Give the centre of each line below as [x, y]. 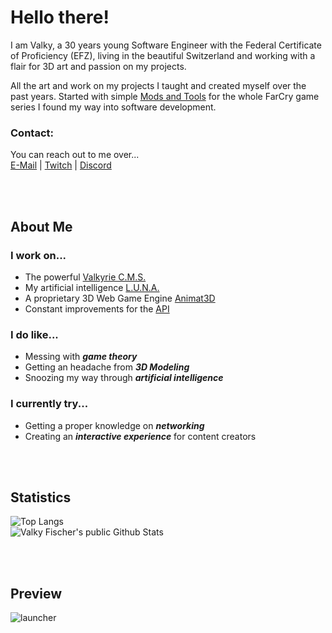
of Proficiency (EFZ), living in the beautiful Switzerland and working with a [163, 55]
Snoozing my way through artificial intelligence [124, 378]
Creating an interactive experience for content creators [140, 436]
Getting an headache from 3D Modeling [107, 367]
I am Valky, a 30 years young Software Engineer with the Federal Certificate [166, 45]
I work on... [38, 255]
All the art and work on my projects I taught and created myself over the [158, 85]
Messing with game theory [81, 357]
